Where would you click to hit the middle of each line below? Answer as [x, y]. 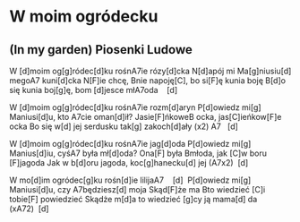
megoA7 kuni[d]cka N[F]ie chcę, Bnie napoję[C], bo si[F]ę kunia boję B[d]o [148, 81]
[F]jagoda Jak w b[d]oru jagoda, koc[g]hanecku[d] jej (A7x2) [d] [129, 162]
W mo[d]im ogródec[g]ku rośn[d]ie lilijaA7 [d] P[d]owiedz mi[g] [130, 180]
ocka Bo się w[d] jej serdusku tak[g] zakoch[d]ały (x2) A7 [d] [124, 126]
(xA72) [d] [29, 209]
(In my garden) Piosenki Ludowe [101, 50]
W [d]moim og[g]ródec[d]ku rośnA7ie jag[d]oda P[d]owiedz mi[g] [130, 144]
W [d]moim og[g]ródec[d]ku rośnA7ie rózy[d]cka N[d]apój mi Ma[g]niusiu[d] [150, 71]
